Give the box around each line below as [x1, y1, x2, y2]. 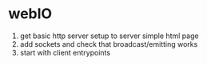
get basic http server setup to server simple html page [19, 31, 199, 40]
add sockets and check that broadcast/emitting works [19, 39, 198, 48]
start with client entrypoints [19, 48, 110, 57]
